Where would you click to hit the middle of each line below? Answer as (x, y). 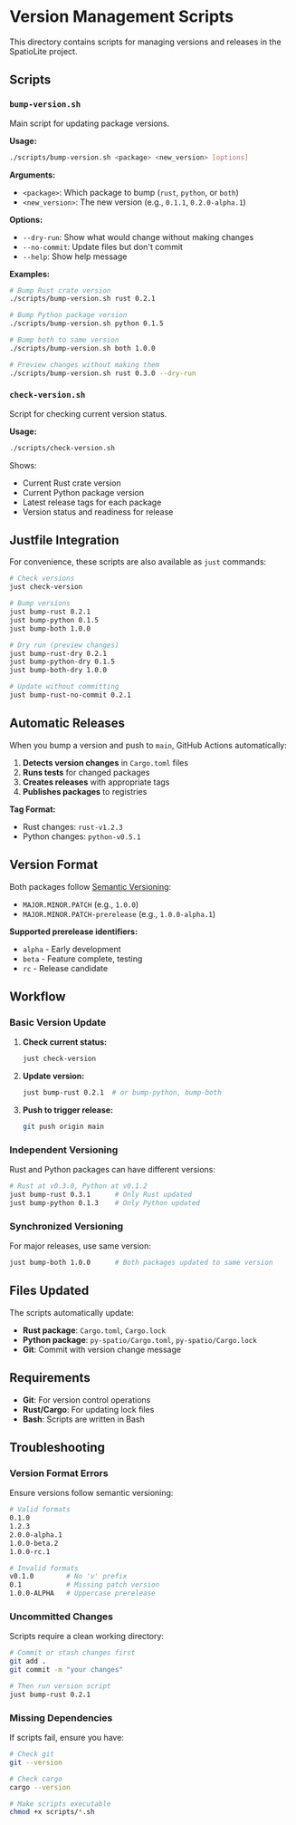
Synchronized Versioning (67, 1226)
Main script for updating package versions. (90, 123)
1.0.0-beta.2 (34, 1543)
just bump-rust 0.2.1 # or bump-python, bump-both (122, 1093)
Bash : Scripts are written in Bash (83, 1419)
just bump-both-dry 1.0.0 (58, 671)
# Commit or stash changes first (72, 1653)
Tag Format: (33, 809)
